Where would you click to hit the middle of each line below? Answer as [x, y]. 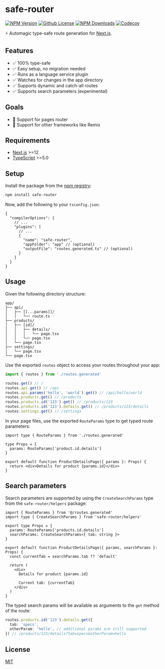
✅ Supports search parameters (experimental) [60, 91]
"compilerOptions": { [32, 218]
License [18, 649]
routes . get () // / [24, 383]
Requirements [27, 140]
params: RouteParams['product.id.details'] [55, 448]
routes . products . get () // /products [43, 397]
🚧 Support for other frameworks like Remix [56, 124]
